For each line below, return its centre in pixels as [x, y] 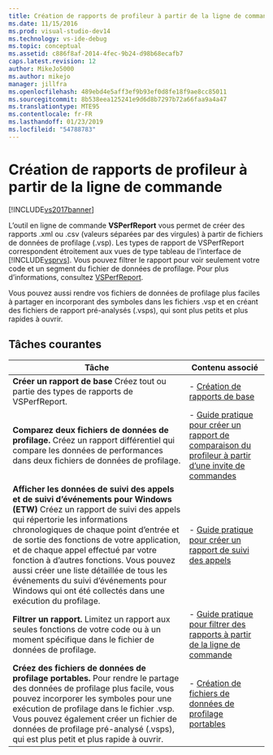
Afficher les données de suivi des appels [93, 489]
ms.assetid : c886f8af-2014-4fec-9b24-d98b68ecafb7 [96, 54]
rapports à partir [220, 634]
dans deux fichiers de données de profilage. [97, 460]
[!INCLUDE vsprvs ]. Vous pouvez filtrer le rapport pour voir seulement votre [134, 260]
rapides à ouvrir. [36, 319]
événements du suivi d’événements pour [90, 580]
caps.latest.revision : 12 [52, 62]
